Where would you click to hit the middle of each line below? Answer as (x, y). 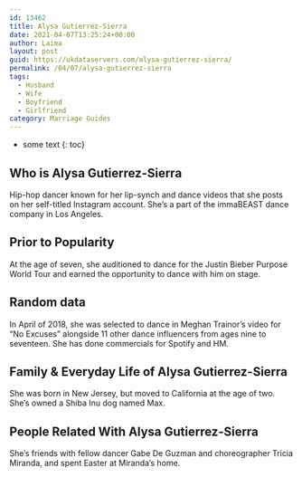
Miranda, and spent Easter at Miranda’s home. (95, 463)
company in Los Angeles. (57, 214)
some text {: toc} (54, 145)
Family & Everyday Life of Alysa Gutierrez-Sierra (148, 372)
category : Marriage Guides (60, 119)
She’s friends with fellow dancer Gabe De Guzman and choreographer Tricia (151, 453)
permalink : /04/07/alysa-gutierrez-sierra (90, 69)
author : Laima (36, 43)
